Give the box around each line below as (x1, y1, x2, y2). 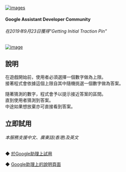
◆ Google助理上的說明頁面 (5, 161, 61, 167)
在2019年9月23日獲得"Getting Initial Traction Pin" (5, 28, 107, 34)
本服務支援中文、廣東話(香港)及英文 (5, 134, 79, 140)
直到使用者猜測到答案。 (5, 97, 53, 103)
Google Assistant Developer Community (5, 16, 91, 22)
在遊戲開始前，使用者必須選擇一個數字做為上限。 (5, 74, 106, 80)
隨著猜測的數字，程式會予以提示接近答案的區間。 (5, 90, 106, 97)
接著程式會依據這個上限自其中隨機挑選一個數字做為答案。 (5, 80, 123, 86)
